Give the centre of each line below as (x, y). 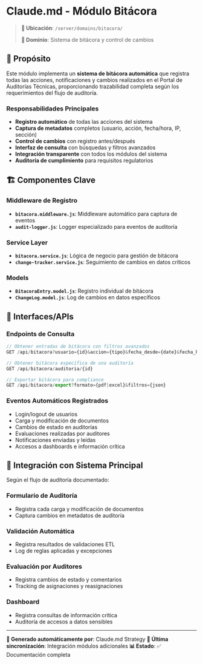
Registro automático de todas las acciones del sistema (84, 122)
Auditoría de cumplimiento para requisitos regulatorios (84, 161)
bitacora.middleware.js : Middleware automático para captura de (96, 214)
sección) (26, 135)
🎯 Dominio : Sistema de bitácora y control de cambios (87, 39)
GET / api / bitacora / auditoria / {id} (50, 368)
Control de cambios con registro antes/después (75, 141)
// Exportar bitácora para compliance (55, 380)
